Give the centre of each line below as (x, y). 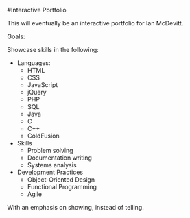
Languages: (34, 63)
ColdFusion (43, 136)
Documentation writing (60, 158)
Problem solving (50, 150)
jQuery (37, 92)
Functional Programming (62, 187)
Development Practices (50, 172)
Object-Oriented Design (61, 180)
